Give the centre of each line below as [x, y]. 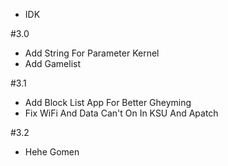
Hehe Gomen [52, 152]
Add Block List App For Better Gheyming [108, 102]
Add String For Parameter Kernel [92, 53]
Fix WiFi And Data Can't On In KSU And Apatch [121, 113]
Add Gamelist [53, 63]
